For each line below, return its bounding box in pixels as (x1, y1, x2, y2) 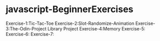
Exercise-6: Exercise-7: (6, 31, 55, 37)
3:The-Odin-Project (6, 25, 47, 31)
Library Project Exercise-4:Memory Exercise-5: (47, 25, 145, 31)
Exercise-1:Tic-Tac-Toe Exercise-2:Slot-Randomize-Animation (6, 20, 134, 26)
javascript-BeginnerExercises (6, 4, 134, 15)
